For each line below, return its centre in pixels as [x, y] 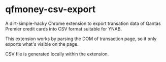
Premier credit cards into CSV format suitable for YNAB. [64, 28]
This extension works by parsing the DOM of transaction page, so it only [81, 39]
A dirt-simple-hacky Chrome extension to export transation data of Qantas [83, 23]
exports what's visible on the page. [42, 44]
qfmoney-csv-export [51, 9]
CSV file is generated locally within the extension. [57, 54]
